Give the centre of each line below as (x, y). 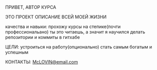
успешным (17, 52)
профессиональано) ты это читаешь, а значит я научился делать (75, 32)
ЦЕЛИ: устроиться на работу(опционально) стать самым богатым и (79, 47)
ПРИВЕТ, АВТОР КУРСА (31, 7)
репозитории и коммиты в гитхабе (43, 37)
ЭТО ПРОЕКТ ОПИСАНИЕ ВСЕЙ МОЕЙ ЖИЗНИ (56, 17)
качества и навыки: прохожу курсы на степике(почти (63, 26)
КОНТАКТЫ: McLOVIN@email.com (42, 62)
